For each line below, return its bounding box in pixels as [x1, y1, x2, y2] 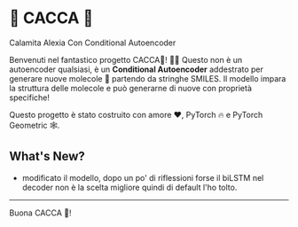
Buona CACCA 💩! [9, 207, 73, 218]
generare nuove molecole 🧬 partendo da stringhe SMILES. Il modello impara [9, 73, 286, 83]
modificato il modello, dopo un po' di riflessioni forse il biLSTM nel [21, 172, 264, 183]
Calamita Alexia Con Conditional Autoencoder [9, 37, 176, 48]
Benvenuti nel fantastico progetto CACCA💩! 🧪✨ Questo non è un [9, 54, 243, 65]
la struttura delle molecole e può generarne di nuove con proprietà [9, 82, 253, 93]
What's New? [9, 149, 86, 164]
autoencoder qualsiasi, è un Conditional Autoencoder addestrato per [9, 64, 264, 74]
